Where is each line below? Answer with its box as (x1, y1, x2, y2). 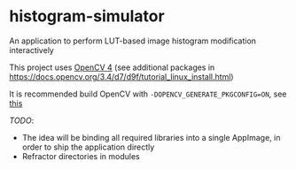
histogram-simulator (9, 6, 166, 27)
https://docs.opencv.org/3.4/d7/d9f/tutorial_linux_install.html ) (9, 71, 234, 81)
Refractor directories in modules (21, 150, 140, 161)
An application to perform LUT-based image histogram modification (9, 35, 257, 46)
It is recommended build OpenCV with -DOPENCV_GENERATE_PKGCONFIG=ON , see (9, 88, 287, 99)
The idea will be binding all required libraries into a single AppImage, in (21, 132, 281, 142)
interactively (9, 44, 55, 55)
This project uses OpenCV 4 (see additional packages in (9, 62, 215, 73)
